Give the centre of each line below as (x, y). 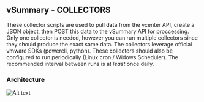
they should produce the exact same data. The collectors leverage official (99, 44)
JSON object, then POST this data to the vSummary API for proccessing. (98, 31)
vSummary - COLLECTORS (59, 10)
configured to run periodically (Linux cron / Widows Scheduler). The (93, 57)
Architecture (26, 79)
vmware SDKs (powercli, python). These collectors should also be (90, 51)
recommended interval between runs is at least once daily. (80, 64)
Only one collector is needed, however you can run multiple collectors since (102, 38)
